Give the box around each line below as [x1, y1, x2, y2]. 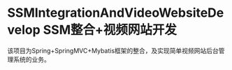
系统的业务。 [13, 55, 50, 64]
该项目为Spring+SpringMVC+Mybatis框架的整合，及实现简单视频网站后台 [7, 46, 219, 55]
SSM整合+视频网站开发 [43, 22, 177, 38]
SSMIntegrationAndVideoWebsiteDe [7, 5, 224, 21]
